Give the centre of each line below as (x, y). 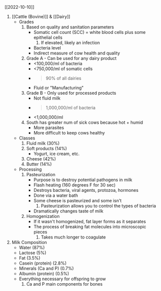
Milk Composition (29, 242)
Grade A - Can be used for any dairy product (71, 58)
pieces (40, 232)
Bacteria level (47, 48)
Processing (30, 169)
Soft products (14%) (46, 148)
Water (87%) (32, 248)
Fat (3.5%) (30, 258)
